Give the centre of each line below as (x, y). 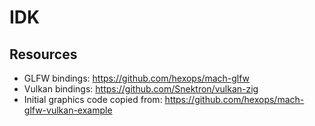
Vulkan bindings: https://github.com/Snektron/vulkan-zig (141, 89)
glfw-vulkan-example (68, 110)
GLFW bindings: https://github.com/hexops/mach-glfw (137, 78)
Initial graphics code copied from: (93, 99)
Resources (43, 54)
